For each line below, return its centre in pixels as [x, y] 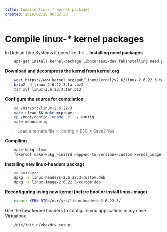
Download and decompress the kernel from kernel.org [62, 71]
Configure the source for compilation [44, 99]
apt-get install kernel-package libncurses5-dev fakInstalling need [86, 62]
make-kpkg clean [31, 150]
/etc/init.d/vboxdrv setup [42, 225]
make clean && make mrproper [44, 113]
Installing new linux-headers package [45, 164]
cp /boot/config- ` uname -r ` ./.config [54, 117]
